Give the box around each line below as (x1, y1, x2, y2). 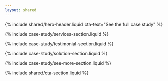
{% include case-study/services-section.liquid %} (5, 31, 109, 37)
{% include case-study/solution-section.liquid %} (5, 50, 108, 56)
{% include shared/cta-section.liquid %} (5, 70, 89, 76)
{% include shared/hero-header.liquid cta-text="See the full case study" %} (5, 21, 163, 27)
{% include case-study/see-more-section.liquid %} (5, 60, 112, 66)
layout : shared (5, 7, 37, 13)
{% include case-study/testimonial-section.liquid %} (5, 41, 114, 47)
